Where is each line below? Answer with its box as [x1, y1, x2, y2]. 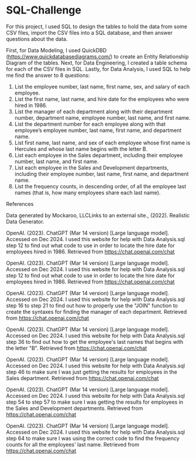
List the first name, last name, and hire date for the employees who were [14, 95, 190, 103]
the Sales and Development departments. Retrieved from [6, 404, 143, 411]
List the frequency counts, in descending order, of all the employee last [14, 182, 186, 190]
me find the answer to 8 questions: [6, 72, 90, 79]
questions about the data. [6, 35, 68, 42]
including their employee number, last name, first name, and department [14, 170, 189, 177]
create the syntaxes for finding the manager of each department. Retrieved [6, 308, 187, 315]
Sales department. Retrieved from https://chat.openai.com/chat [6, 374, 159, 381]
